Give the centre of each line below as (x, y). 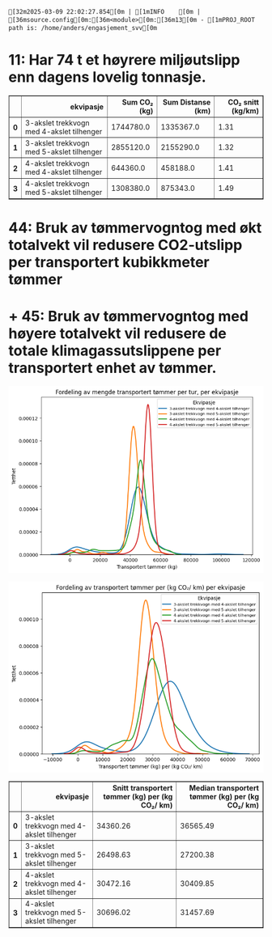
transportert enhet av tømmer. (113, 368)
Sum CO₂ (138, 102)
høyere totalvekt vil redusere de (117, 334)
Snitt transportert (142, 788)
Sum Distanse (187, 102)
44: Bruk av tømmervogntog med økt (135, 228)
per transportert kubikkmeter (109, 263)
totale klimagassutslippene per (115, 351)
